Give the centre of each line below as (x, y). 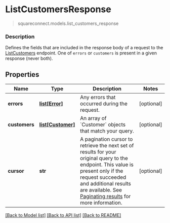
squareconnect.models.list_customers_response (68, 23)
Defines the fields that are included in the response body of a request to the (84, 48)
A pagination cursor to (107, 139)
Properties (22, 74)
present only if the (102, 171)
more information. (101, 203)
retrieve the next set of (107, 146)
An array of (94, 118)
